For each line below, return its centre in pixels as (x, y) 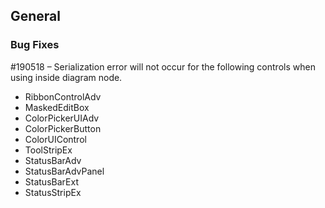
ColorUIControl (55, 139)
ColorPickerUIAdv (62, 118)
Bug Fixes (35, 45)
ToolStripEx (48, 150)
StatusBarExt (51, 181)
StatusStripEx (53, 192)
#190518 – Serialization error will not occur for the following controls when (163, 66)
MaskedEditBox (57, 107)
